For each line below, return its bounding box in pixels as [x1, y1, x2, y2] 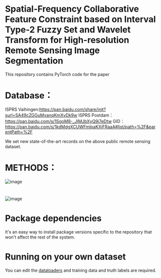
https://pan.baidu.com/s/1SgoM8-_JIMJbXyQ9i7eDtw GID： [5, 118, 125, 124]
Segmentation [5, 55, 64, 66]
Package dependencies [5, 213, 102, 224]
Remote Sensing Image [5, 45, 100, 56]
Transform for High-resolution [5, 35, 129, 46]
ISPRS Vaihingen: [5, 106, 40, 112]
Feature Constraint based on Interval [5, 14, 156, 25]
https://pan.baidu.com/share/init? [39, 106, 106, 112]
